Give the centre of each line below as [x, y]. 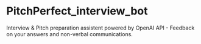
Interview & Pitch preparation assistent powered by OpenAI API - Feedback [100, 28]
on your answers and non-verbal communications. [69, 34]
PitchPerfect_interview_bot [77, 11]
